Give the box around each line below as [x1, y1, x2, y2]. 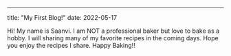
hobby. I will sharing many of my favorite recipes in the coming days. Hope [7, 34, 219, 42]
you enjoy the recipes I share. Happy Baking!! [7, 42, 135, 49]
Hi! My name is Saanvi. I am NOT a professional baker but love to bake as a [7, 27, 220, 35]
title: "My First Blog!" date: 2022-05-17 [7, 14, 118, 21]
